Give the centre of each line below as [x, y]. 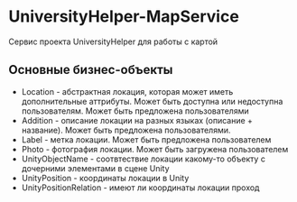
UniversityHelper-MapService [124, 17]
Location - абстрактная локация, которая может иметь [127, 91]
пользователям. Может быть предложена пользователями [135, 111]
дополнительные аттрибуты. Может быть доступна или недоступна [152, 101]
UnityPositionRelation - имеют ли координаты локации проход [140, 188]
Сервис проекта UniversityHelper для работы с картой [113, 41]
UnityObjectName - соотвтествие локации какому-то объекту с [143, 159]
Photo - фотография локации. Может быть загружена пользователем [155, 149]
